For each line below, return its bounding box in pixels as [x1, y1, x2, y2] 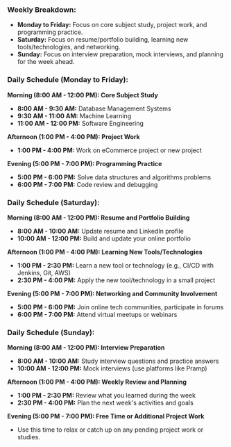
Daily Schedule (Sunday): [7, 327, 95, 337]
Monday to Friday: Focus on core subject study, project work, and [17, 21, 207, 29]
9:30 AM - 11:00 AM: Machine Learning [17, 111, 132, 120]
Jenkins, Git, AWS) [17, 268, 71, 277]
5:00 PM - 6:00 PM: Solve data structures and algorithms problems [17, 172, 212, 181]
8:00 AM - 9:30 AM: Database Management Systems [17, 104, 171, 113]
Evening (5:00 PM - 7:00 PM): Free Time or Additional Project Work [7, 412, 205, 421]
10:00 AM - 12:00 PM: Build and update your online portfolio [17, 234, 191, 243]
